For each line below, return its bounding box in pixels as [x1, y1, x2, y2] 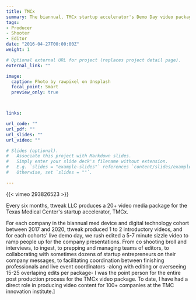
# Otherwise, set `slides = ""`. [6, 170, 93, 175]
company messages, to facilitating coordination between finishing [6, 257, 164, 264]
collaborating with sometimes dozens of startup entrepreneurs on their [6, 250, 176, 257]
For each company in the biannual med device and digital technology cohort [6, 219, 190, 226]
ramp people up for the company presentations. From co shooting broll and [6, 238, 187, 245]
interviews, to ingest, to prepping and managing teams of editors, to [6, 244, 169, 251]
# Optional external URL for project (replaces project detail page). [6, 57, 181, 63]
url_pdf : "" [6, 126, 35, 132]
